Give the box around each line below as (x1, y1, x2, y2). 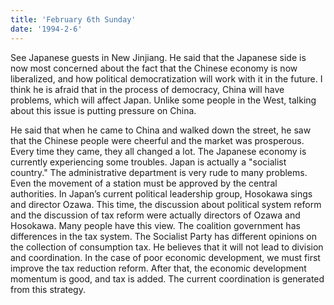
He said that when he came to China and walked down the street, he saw (10, 124, 312, 136)
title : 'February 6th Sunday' (10, 14, 137, 25)
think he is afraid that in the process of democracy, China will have (10, 83, 285, 95)
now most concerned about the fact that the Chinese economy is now (10, 62, 298, 74)
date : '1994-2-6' (10, 24, 83, 34)
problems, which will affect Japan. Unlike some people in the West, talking (10, 94, 317, 106)
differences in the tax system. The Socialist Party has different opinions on (10, 230, 317, 242)
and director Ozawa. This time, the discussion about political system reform (10, 198, 322, 210)
